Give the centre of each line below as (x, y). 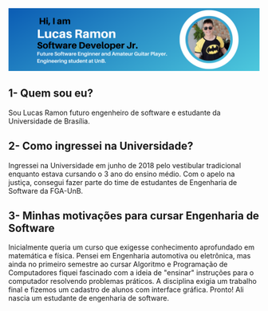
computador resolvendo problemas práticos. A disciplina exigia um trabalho (132, 281)
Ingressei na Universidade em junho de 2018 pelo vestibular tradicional (125, 165)
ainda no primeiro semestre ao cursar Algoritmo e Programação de (118, 264)
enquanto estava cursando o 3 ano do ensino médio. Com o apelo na (122, 174)
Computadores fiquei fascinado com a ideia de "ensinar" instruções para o (131, 273)
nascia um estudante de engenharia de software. (89, 298)
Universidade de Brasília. (49, 121)
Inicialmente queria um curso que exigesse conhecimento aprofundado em (132, 247)
